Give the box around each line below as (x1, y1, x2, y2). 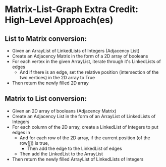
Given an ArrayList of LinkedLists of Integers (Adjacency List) (12, 48, 140, 53)
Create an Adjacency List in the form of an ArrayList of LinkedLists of (12, 113, 156, 119)
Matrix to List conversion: (5, 94, 87, 103)
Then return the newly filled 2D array (12, 80, 89, 86)
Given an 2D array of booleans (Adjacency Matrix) (12, 107, 117, 114)
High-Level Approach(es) (5, 14, 114, 26)
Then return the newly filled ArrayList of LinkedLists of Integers (12, 156, 144, 162)
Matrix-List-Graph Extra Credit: (5, 4, 139, 15)
